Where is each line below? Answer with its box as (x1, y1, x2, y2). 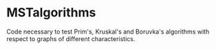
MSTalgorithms (6, 5, 96, 21)
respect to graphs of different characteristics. (6, 34, 136, 42)
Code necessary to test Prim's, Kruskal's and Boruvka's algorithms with (6, 27, 210, 36)
